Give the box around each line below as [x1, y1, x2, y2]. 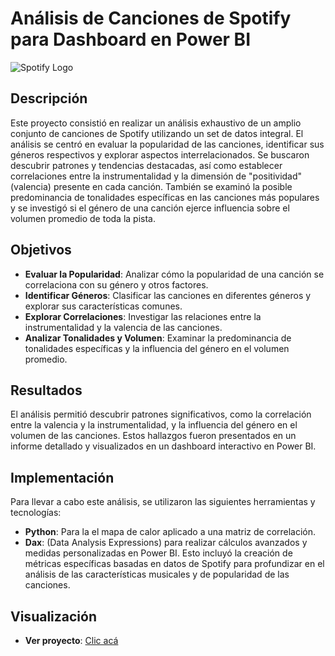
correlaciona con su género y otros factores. [24, 278, 209, 291]
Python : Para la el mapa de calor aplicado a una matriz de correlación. [24, 526, 317, 538]
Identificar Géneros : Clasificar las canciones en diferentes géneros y [24, 289, 312, 301]
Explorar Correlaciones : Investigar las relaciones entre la [24, 310, 262, 322]
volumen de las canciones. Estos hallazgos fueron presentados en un [10, 430, 297, 442]
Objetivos [10, 242, 72, 259]
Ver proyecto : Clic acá [24, 635, 119, 646]
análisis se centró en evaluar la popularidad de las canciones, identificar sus [10, 138, 325, 150]
